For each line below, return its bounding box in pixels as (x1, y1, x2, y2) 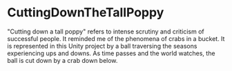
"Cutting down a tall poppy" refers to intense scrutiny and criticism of (7, 27, 205, 35)
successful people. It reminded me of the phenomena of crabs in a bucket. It (7, 34, 225, 42)
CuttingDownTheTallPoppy (7, 5, 164, 20)
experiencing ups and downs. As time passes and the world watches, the (7, 49, 215, 57)
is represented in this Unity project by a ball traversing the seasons (7, 42, 197, 50)
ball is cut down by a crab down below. (7, 56, 118, 64)
